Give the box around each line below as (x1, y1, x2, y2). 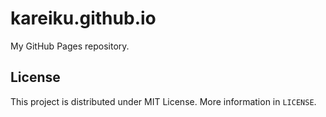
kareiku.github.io (10, 7, 157, 30)
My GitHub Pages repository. (10, 40, 130, 52)
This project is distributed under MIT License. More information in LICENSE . (10, 95, 317, 107)
